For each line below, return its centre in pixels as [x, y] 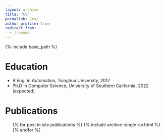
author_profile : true [27, 23]
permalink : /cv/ [22, 19]
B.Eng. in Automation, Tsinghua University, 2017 [61, 80]
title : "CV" [17, 14]
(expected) [24, 91]
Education [27, 67]
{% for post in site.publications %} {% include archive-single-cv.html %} [86, 125]
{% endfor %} [27, 130]
